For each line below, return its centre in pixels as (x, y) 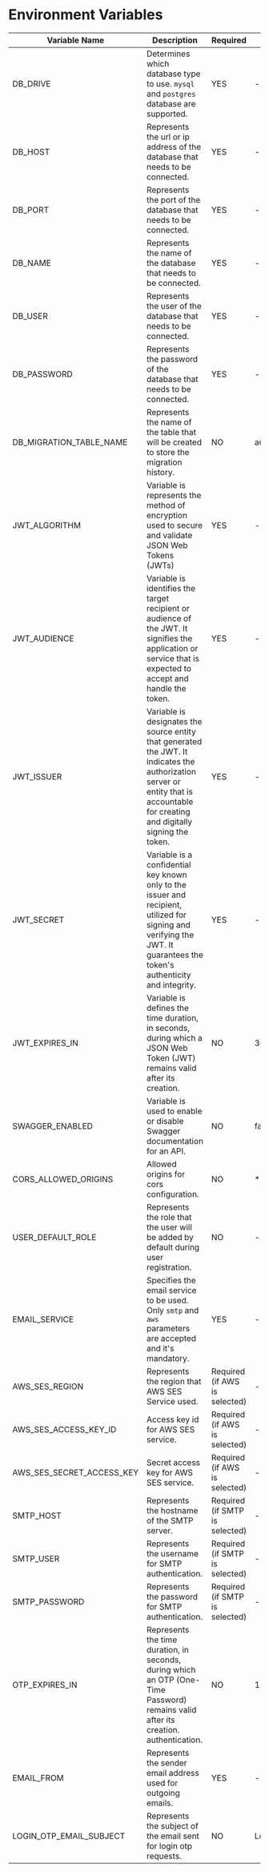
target (158, 598)
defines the (168, 1008)
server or (164, 781)
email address (173, 1773)
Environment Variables (86, 15)
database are (171, 103)
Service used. (173, 1401)
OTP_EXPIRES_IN (45, 1685)
